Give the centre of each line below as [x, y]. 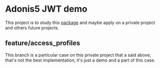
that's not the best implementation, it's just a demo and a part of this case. [80, 60]
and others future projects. [32, 27]
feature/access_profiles [43, 43]
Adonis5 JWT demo [46, 9]
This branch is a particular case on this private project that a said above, [78, 55]
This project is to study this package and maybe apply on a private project [80, 23]
